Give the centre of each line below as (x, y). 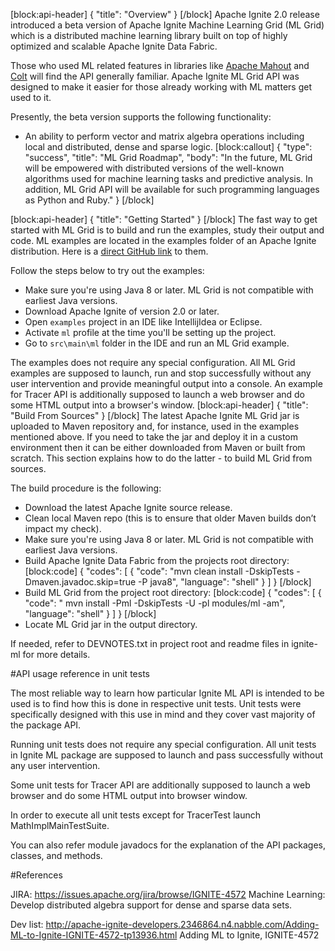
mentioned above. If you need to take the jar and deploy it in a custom (154, 437)
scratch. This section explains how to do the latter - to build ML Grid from (161, 458)
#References (36, 875)
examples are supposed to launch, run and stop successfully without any (161, 373)
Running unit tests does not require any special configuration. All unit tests (163, 744)
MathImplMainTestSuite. (60, 825)
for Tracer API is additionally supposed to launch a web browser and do (157, 394)
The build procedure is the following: (86, 488)
